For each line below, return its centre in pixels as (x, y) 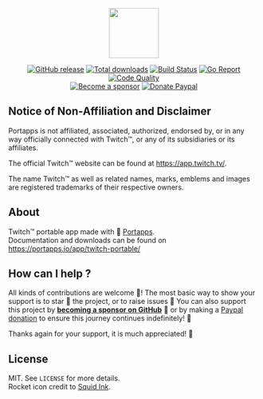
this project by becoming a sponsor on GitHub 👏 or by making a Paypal (126, 310)
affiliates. (23, 147)
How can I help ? (50, 274)
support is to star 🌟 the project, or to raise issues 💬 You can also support (127, 301)
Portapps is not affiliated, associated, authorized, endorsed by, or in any (126, 130)
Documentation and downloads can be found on (88, 240)
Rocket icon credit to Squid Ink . (60, 387)
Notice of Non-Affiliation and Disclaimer (110, 112)
